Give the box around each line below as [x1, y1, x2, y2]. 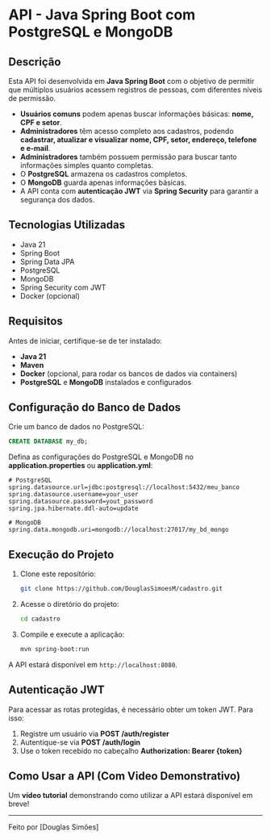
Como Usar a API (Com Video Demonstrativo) [8, 769, 240, 783]
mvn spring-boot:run [19, 645, 90, 653]
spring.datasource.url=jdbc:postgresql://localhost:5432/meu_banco [8, 483, 240, 491]
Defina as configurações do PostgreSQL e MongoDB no [8, 452, 194, 462]
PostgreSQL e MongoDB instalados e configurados [19, 377, 192, 387]
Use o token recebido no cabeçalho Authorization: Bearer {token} [19, 746, 243, 755]
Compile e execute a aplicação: [19, 629, 125, 639]
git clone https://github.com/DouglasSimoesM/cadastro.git [19, 585, 223, 593]
